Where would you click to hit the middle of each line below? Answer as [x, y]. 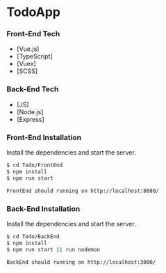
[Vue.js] [28, 49]
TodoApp [33, 12]
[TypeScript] [34, 56]
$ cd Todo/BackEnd [33, 236]
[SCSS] [27, 71]
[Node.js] [30, 111]
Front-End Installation [44, 137]
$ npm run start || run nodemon [53, 249]
